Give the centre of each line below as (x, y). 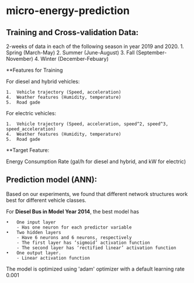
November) (20, 59)
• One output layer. (34, 253)
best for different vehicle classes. (46, 200)
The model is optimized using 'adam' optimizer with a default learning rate (96, 269)
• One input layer (31, 222)
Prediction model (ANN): (52, 180)
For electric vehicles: (31, 113)
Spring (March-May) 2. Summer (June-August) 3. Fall (70, 53)
